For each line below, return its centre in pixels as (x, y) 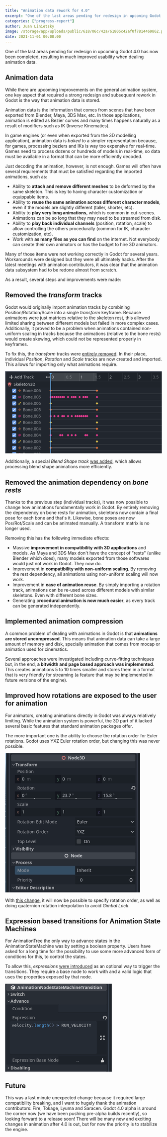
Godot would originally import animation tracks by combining (68, 307)
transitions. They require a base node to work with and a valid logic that (79, 971)
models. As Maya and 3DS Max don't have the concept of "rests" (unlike (86, 553)
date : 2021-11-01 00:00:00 (33, 37)
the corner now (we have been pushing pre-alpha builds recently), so (76, 1114)
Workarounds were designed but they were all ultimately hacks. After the (80, 259)
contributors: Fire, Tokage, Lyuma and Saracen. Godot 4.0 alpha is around (81, 1108)
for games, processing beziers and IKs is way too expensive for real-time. (81, 146)
